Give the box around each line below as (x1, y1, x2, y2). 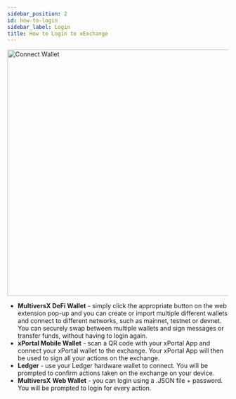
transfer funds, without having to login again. (17, 331, 147, 340)
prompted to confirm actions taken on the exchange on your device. (17, 369, 215, 377)
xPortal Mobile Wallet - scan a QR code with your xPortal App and (17, 339, 211, 348)
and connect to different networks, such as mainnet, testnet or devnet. (17, 317, 223, 325)
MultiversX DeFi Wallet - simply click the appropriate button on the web (17, 302, 227, 310)
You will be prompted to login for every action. (17, 384, 152, 393)
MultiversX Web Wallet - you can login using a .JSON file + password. (17, 376, 223, 385)
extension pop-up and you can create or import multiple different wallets (17, 309, 228, 317)
